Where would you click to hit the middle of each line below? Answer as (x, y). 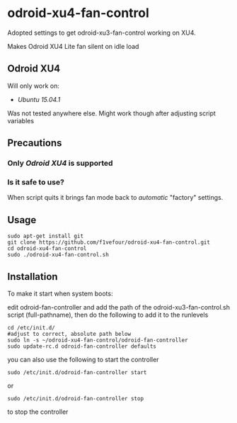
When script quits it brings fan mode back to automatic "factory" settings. (115, 198)
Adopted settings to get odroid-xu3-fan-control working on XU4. (102, 33)
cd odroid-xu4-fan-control (47, 249)
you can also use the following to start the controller (83, 359)
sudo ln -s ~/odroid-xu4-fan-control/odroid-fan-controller (98, 340)
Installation (33, 277)
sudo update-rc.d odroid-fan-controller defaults (82, 346)
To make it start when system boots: (60, 293)
